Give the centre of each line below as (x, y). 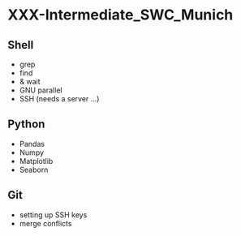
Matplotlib (36, 161)
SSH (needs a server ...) (59, 99)
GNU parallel (41, 90)
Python (26, 124)
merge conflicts (45, 223)
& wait (30, 82)
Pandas (32, 144)
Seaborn (34, 169)
